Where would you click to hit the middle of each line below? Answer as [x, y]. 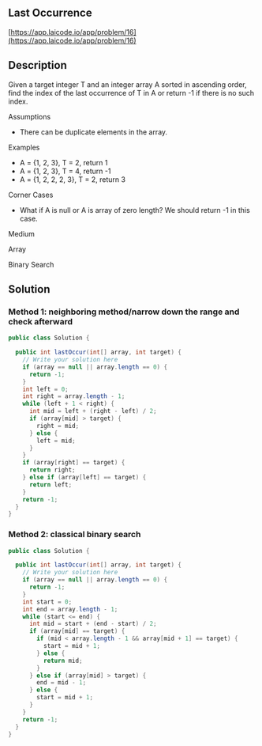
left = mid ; [56, 441]
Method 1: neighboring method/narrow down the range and [124, 312]
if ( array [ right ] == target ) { [74, 463]
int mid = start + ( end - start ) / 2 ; [93, 624]
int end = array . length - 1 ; [70, 609]
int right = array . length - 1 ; [74, 396]
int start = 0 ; [47, 602]
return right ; [52, 470]
